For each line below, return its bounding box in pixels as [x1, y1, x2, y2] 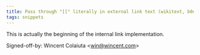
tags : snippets [6, 14, 44, 20]
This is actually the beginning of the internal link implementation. [6, 30, 165, 37]
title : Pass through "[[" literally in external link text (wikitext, [6, 8, 185, 15]
